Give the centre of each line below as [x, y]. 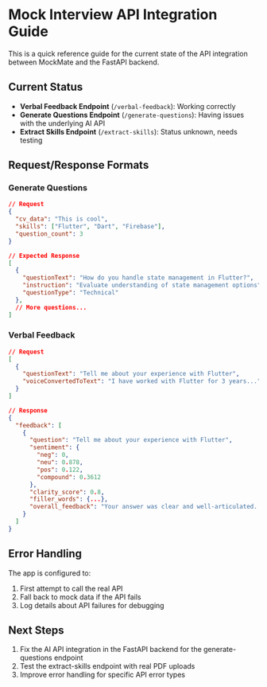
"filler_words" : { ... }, [69, 499]
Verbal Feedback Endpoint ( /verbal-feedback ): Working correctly [128, 106]
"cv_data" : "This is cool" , [62, 219]
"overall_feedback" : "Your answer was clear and [111, 507]
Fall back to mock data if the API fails [80, 597]
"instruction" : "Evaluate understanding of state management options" [142, 285]
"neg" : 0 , [53, 455]
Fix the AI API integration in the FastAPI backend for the [111, 650]
